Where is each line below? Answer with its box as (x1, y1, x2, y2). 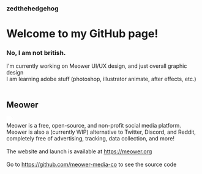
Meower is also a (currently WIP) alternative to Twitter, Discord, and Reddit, (6, 128, 196, 136)
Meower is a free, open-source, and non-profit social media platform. (6, 122, 182, 129)
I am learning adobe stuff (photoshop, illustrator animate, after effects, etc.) (6, 75, 197, 83)
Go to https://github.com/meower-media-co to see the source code (6, 161, 177, 169)
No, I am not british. (6, 49, 66, 57)
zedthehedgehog (6, 4, 59, 13)
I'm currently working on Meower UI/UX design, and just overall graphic (6, 62, 187, 70)
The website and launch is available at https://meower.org (6, 148, 152, 155)
